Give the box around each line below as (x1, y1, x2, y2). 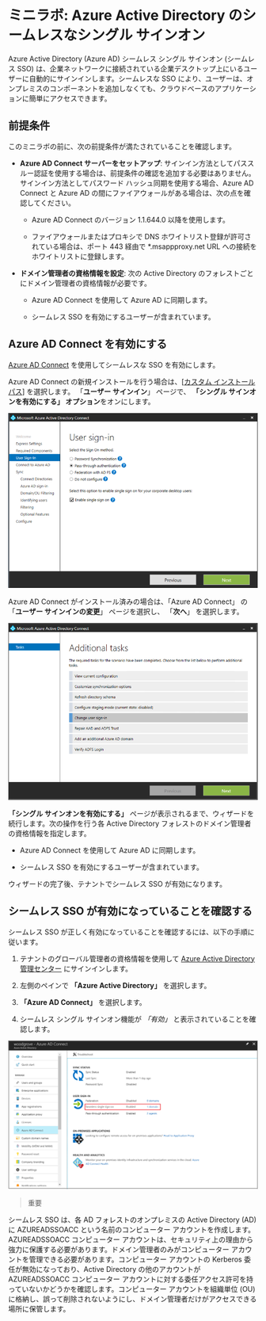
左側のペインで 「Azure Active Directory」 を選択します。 (19, 980, 211, 990)
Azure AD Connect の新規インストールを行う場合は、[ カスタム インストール (8, 376, 256, 386)
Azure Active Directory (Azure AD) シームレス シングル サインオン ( (8, 54, 228, 63)
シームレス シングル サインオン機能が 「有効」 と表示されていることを (19, 1014, 249, 1024)
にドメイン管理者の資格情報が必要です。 (19, 278, 152, 288)
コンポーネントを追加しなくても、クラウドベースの (49, 83, 215, 93)
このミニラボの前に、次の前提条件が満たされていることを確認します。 (8, 141, 236, 151)
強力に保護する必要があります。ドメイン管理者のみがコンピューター (8, 1245, 230, 1254)
